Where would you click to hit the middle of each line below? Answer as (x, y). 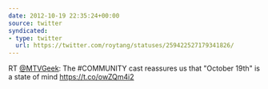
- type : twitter (35, 38)
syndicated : (28, 30)
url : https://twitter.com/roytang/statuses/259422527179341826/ (125, 46)
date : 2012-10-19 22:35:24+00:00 (64, 16)
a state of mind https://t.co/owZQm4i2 (71, 77)
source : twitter (35, 23)
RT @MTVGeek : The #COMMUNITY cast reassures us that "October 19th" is (134, 68)
